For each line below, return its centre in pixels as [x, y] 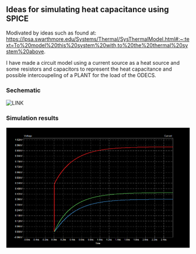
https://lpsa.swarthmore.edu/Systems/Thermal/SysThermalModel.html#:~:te [98, 39]
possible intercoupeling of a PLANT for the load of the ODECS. [81, 75]
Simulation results [32, 118]
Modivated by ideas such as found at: [51, 33]
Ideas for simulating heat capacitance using [87, 10]
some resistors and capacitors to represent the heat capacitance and [89, 69]
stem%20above [25, 51]
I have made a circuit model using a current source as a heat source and [93, 62]
